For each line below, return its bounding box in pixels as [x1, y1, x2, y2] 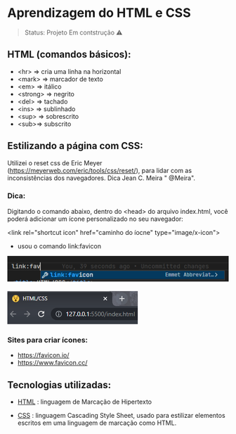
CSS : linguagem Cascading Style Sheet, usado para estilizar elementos [17, 411, 226, 420]
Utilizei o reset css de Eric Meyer [7, 158, 103, 167]
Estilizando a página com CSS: [7, 140, 144, 152]
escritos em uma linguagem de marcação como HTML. [17, 419, 177, 427]
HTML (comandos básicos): [7, 49, 131, 60]
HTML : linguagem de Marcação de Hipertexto [17, 397, 152, 406]
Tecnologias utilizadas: [7, 378, 111, 391]
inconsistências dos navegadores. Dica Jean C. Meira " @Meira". [7, 174, 195, 182]
